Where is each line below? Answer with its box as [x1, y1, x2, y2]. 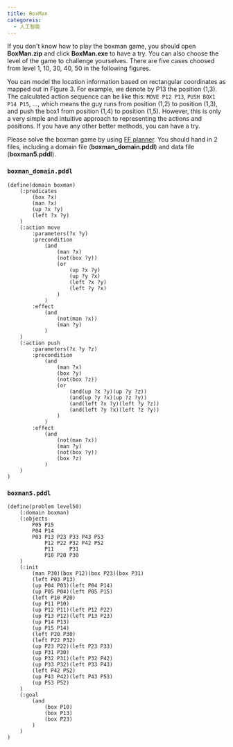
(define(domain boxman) [7, 181, 76, 188]
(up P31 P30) [32, 648, 70, 656]
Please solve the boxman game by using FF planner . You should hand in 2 [7, 135, 218, 144]
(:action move [19, 224, 60, 231]
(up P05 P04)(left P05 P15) [32, 588, 113, 595]
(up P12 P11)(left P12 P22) [32, 606, 113, 613]
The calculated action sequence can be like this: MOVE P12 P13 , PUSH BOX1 [7, 92, 216, 101]
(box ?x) [32, 194, 58, 201]
